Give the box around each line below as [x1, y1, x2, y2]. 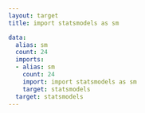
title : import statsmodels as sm [8, 19, 120, 27]
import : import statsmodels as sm [22, 77, 137, 86]
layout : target [8, 11, 59, 20]
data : [8, 33, 26, 41]
